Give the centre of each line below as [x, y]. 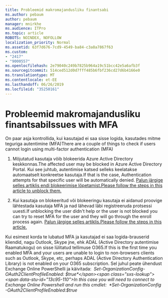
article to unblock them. [37, 191]
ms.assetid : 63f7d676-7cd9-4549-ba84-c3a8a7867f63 [59, 47]
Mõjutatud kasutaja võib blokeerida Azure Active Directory [73, 159]
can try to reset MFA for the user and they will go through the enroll [82, 217]
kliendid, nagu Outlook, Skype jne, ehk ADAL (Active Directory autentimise [82, 242]
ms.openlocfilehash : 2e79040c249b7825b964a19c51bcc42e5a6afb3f [73, 66]
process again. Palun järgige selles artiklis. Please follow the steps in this [87, 222]
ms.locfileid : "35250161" [32, 89]
